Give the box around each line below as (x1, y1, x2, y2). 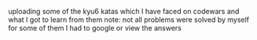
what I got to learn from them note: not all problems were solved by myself (8, 15, 250, 24)
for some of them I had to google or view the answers (8, 24, 182, 32)
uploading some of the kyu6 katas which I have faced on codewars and (8, 7, 240, 16)
